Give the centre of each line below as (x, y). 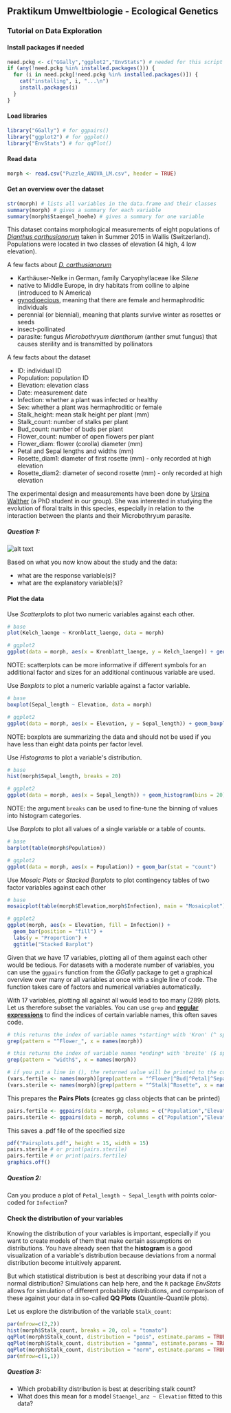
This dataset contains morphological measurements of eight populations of (113, 229)
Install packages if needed (46, 47)
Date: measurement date (52, 392)
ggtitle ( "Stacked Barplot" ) (54, 944)
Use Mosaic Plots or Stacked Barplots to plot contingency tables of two (108, 880)
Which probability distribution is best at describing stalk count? (106, 1389)
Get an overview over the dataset (56, 189)
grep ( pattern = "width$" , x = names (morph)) (72, 1060)
